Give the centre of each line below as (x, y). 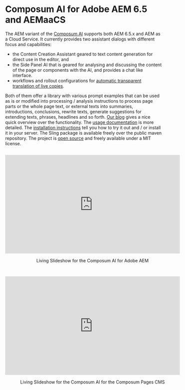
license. (13, 143)
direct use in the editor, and (40, 59)
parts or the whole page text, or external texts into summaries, (69, 106)
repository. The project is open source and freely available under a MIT (78, 138)
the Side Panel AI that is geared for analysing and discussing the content (87, 65)
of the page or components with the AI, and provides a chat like (78, 70)
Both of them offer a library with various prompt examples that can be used (82, 96)
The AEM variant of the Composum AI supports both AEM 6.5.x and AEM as (83, 34)
